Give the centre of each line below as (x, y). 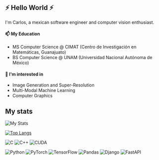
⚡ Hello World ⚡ (29, 8)
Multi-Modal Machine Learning (44, 90)
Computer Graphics (32, 96)
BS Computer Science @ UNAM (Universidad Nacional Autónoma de (82, 58)
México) (21, 63)
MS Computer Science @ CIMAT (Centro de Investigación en (74, 47)
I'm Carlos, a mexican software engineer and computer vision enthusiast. (80, 22)
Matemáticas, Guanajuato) (39, 52)
